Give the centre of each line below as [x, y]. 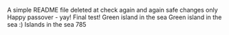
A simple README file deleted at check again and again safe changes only [112, 10]
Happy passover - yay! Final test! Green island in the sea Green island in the [115, 17]
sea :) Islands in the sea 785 [47, 24]
